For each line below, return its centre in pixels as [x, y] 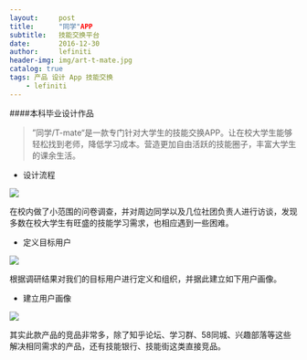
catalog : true [37, 69]
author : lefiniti [51, 52]
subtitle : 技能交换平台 [55, 35]
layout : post [42, 18]
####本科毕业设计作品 [52, 113]
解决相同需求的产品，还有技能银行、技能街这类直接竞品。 [117, 346]
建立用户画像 [47, 298]
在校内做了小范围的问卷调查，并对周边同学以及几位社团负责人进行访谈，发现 [153, 211]
